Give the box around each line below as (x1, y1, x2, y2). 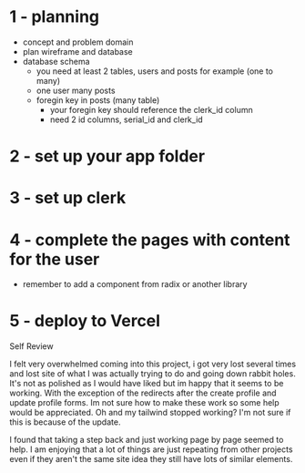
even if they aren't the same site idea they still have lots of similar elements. (9, 454, 293, 465)
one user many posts (36, 85, 116, 96)
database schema (22, 56, 90, 67)
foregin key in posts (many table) (36, 94, 160, 106)
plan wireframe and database (22, 46, 134, 57)
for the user (9, 249, 100, 270)
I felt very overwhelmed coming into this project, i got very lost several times (9, 358, 297, 370)
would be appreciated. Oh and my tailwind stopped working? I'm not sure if (9, 407, 291, 418)
